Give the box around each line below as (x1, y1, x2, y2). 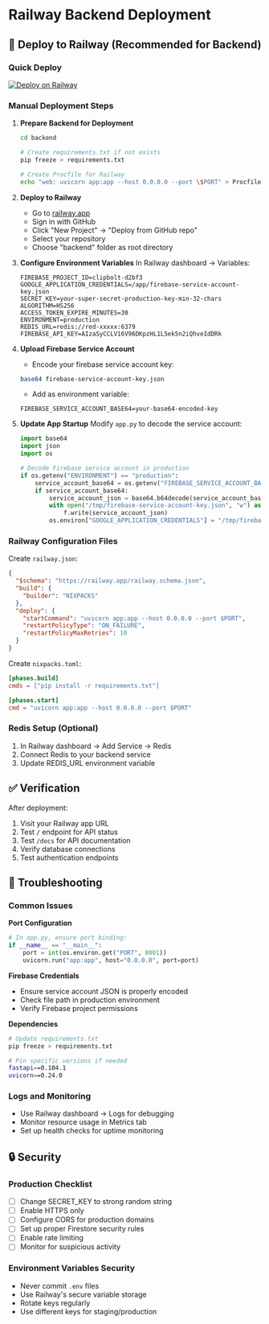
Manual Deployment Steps (8, 100, 114, 111)
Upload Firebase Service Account (19, 343, 135, 353)
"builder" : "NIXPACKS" (22, 591, 99, 600)
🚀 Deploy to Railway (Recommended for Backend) (8, 38, 262, 51)
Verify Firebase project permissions (19, 1003, 138, 1013)
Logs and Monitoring (8, 1091, 91, 1102)
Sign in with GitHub (31, 216, 96, 226)
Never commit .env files (19, 1281, 100, 1290)
